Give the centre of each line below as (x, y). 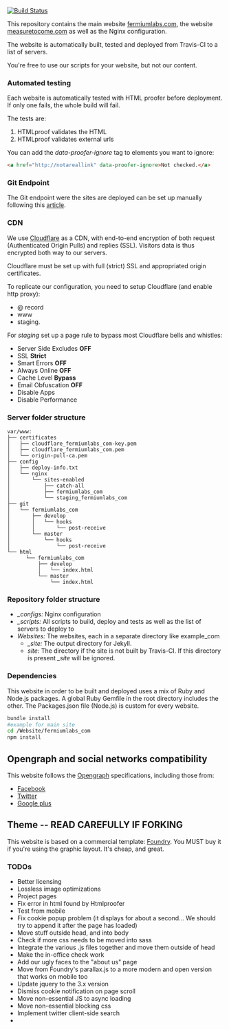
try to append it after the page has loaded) (77, 926)
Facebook (31, 788)
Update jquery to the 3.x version (63, 984)
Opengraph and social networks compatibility (107, 759)
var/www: (20, 432)
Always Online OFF (44, 370)
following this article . (37, 205)
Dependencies (32, 676)
